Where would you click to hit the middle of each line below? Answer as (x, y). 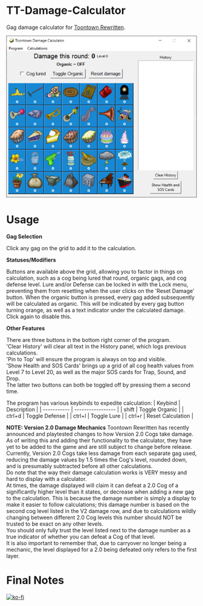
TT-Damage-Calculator (66, 11)
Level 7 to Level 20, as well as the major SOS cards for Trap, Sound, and (96, 372)
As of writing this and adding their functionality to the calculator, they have (99, 440)
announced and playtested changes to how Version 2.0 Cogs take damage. (100, 434)
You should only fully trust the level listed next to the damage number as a (98, 530)
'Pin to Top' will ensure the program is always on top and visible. (86, 359)
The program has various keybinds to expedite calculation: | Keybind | (93, 403)
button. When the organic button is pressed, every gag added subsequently (101, 297)
